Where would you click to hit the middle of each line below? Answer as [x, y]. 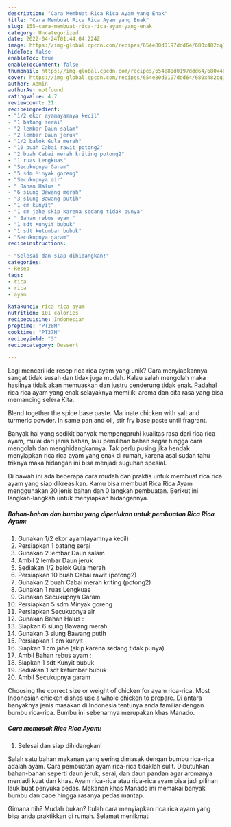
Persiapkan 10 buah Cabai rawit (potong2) [77, 575]
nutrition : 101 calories [43, 313]
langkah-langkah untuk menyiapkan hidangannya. [78, 498]
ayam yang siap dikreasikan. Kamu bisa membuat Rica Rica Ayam [100, 484]
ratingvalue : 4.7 [33, 97]
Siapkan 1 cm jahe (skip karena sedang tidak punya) [91, 648]
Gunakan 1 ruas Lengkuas [54, 590]
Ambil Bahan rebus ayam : [54, 655]
